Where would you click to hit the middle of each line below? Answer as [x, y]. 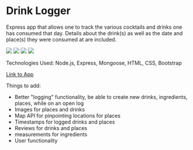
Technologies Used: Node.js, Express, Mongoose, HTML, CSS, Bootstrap [94, 63]
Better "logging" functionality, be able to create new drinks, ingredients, [101, 97]
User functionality [36, 140]
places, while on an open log [49, 103]
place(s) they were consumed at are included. [61, 39]
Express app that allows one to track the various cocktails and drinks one [94, 27]
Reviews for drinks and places [51, 128]
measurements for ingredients [51, 134]
